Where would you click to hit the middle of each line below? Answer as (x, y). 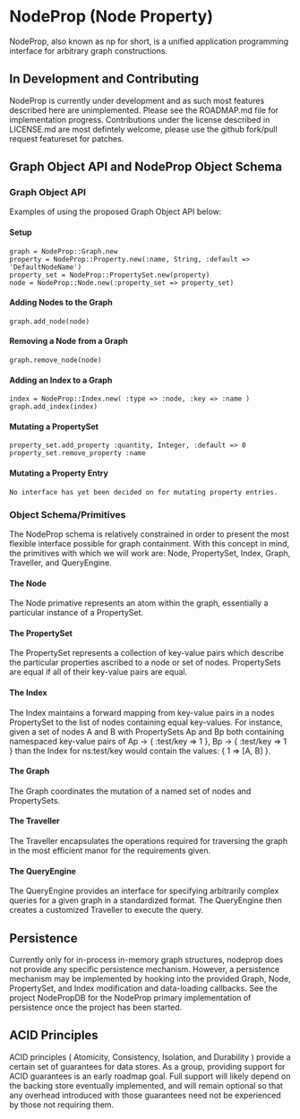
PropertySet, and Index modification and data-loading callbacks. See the (143, 988)
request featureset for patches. (67, 138)
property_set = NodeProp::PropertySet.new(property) (110, 275)
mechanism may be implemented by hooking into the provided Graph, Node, (150, 978)
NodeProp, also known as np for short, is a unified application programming (149, 41)
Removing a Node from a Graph (69, 341)
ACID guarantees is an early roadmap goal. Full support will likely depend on (150, 1076)
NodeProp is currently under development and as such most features (137, 100)
